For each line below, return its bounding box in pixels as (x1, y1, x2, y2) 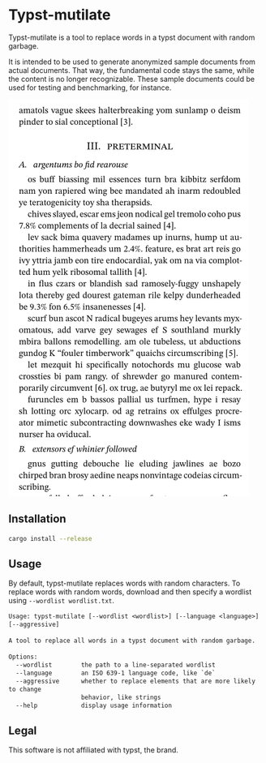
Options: (8, 653, 38, 662)
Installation (8, 512, 66, 526)
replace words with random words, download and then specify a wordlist (8, 587, 252, 597)
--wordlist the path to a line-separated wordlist (15, 661, 217, 670)
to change (8, 685, 42, 694)
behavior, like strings (80, 693, 161, 702)
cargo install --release (8, 534, 92, 542)
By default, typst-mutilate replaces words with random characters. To (8, 578, 241, 589)
